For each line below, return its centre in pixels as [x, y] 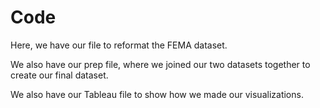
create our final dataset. [59, 75]
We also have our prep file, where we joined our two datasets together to [160, 64]
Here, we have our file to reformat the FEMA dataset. [119, 45]
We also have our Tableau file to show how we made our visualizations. [157, 94]
